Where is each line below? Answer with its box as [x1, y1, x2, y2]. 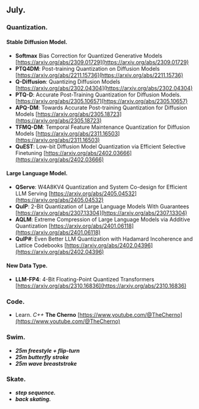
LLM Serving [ [15, 189, 51, 197]
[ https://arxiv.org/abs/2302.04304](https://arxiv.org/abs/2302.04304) [15, 84, 193, 92]
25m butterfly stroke [15, 353, 69, 361]
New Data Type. [6, 262, 48, 269]
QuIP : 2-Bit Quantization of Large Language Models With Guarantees [15, 203, 189, 210]
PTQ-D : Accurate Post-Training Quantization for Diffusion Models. [15, 91, 181, 98]
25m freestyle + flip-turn [15, 347, 81, 354]
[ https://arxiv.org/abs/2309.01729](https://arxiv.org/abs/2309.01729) [15, 58, 189, 66]
